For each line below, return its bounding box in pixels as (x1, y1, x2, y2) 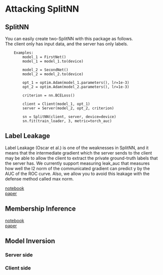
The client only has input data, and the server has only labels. (5, 41, 128, 47)
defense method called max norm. (5, 176, 74, 181)
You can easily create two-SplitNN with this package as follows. (5, 36, 133, 41)
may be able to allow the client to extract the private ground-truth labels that (5, 155, 158, 161)
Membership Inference (5, 205, 76, 213)
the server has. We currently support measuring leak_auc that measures (5, 160, 150, 166)
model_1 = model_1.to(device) (22, 59, 84, 64)
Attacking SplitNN (5, 3, 79, 15)
